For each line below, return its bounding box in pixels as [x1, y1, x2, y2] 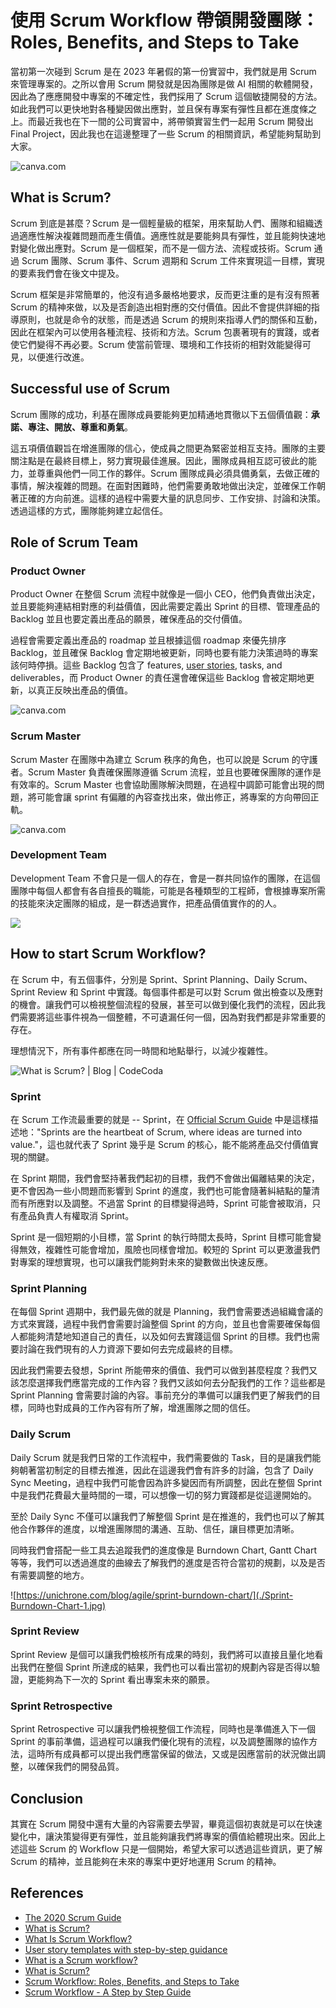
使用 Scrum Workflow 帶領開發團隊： [10, 9, 320, 32]
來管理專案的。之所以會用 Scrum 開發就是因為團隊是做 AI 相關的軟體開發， [10, 77, 318, 90]
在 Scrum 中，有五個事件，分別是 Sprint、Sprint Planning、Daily [10, 973, 275, 985]
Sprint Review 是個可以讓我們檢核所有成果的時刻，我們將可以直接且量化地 [10, 1648, 315, 1660]
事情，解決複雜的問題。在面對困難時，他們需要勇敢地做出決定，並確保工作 [10, 479, 317, 491]
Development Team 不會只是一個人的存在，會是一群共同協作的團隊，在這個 [10, 872, 321, 884]
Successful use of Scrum [10, 381, 171, 398]
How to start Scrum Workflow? [10, 946, 207, 963]
